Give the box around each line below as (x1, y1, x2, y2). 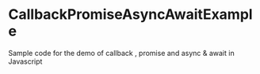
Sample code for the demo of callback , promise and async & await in (8, 48, 235, 57)
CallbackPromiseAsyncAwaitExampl (8, 6, 253, 24)
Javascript (8, 57, 43, 66)
